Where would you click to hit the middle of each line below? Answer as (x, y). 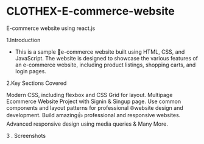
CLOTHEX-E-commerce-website (90, 11)
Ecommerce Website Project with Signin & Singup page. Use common (94, 101)
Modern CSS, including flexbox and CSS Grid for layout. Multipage (90, 95)
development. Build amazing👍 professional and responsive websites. (93, 115)
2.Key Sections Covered (37, 83)
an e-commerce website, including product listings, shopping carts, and (105, 65)
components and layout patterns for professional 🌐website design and (95, 107)
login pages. (31, 71)
